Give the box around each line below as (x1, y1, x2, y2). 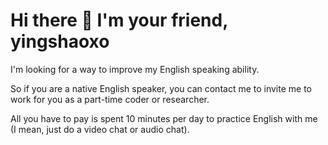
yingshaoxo (10, 30, 110, 53)
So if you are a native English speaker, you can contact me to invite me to (10, 82, 313, 94)
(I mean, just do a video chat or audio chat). (10, 123, 190, 135)
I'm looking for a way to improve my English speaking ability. (10, 63, 260, 75)
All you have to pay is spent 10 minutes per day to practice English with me (10, 112, 318, 124)
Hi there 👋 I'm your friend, (10, 9, 228, 32)
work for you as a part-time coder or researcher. (10, 93, 210, 105)
